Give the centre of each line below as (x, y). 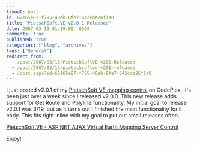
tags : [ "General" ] (29, 51)
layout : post (23, 12)
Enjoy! (14, 139)
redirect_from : (25, 56)
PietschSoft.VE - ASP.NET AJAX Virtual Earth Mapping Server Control (92, 127)
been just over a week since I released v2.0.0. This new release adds (92, 96)
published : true (26, 40)
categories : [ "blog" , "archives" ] (50, 46)
